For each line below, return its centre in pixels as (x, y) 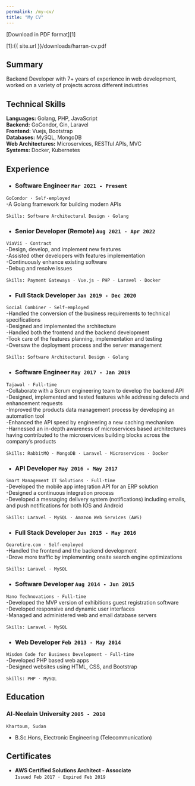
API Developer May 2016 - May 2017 (66, 468)
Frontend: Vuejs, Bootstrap (40, 131)
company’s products (31, 441)
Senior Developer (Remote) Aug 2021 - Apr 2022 (85, 231)
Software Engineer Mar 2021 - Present (71, 186)
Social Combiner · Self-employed (48, 308)
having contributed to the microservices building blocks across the (88, 435)
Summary (25, 64)
